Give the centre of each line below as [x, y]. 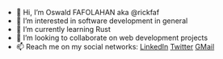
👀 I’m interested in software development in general [102, 21]
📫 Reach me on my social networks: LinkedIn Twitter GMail [115, 47]
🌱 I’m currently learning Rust [63, 29]
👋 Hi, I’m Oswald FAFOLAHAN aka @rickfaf [88, 12]
